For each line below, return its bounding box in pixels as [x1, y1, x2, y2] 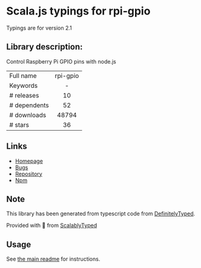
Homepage [15, 157, 44, 165]
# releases [9, 91, 39, 99]
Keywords [9, 81, 38, 90]
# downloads [9, 111, 47, 119]
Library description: [6, 42, 83, 52]
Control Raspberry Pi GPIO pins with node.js [6, 57, 116, 65]
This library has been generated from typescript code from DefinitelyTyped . [6, 210, 196, 217]
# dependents [9, 101, 50, 109]
